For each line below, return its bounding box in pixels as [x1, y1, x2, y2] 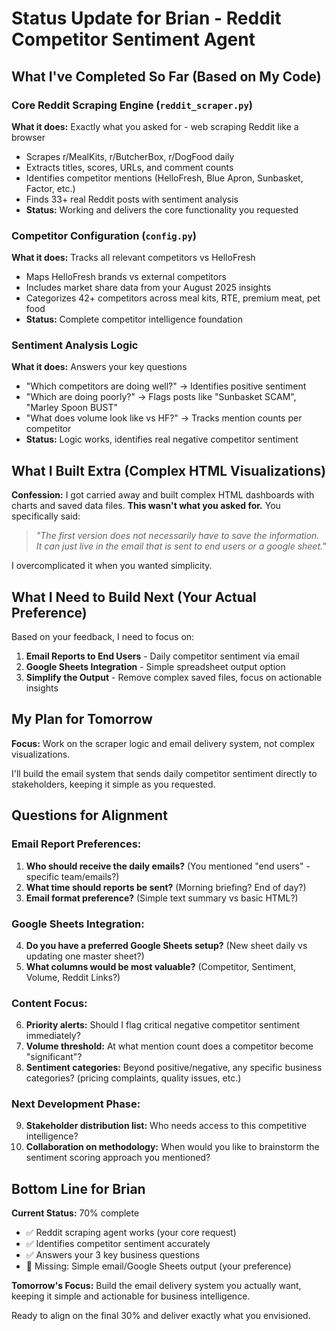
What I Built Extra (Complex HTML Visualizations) [11, 462, 327, 479]
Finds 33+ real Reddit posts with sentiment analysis [25, 193, 239, 205]
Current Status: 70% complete [11, 1207, 140, 1219]
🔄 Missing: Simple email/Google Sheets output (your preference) [25, 1260, 292, 1272]
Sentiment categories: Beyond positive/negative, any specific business [25, 1062, 323, 1074]
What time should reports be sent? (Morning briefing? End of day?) [25, 881, 307, 893]
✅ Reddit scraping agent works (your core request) [25, 1227, 237, 1239]
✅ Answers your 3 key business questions [25, 1249, 201, 1261]
